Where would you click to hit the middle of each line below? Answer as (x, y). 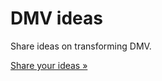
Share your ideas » (49, 65)
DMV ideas (56, 18)
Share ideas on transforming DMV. (81, 46)
